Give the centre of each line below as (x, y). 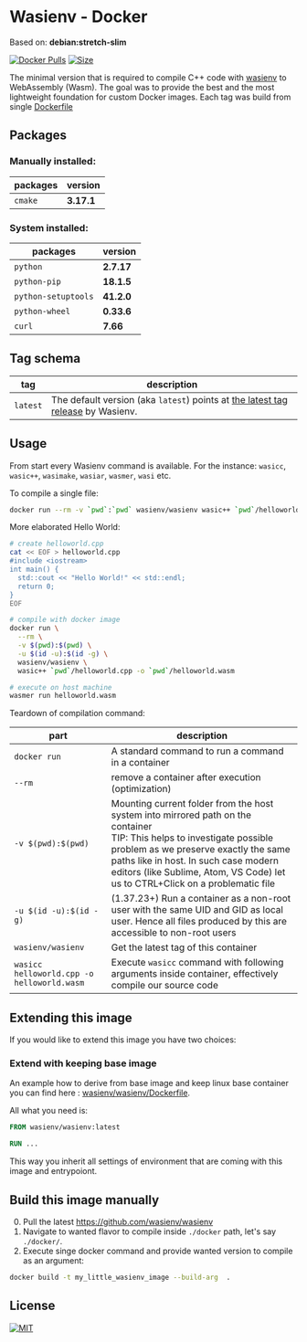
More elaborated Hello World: (65, 527)
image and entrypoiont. (53, 1171)
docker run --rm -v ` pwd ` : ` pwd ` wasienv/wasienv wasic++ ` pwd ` (132, 510)
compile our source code (165, 986)
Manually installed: (53, 162)
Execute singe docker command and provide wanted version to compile (158, 1251)
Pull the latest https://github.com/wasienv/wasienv (118, 1221)
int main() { (34, 570)
